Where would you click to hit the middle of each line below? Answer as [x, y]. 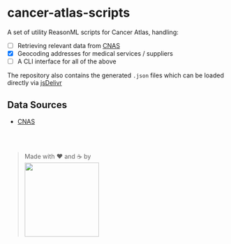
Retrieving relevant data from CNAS [69, 45]
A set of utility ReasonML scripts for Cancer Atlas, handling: [93, 32]
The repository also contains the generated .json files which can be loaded [116, 75]
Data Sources [37, 105]
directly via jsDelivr [35, 83]
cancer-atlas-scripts [69, 13]
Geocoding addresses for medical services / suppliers [95, 53]
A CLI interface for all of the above [67, 61]
